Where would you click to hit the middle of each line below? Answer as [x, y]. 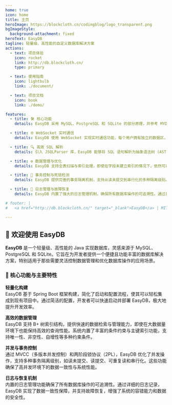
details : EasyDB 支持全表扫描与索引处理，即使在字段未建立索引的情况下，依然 [88, 166]
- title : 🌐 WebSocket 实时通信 [42, 133]
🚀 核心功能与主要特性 [31, 275]
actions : [15, 48]
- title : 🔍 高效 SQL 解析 [37, 147]
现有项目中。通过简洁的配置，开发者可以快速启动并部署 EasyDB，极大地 [90, 300]
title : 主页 [17, 20]
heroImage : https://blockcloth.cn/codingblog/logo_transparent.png [79, 24]
